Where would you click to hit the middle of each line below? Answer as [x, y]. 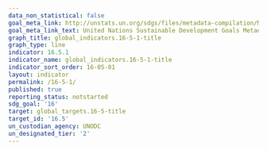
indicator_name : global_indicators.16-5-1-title [90, 60]
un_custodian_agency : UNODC [55, 126]
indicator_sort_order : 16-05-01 [62, 67]
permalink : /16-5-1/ [43, 82]
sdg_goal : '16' [33, 104]
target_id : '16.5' [39, 119]
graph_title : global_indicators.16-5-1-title [85, 38]
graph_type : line [37, 45]
